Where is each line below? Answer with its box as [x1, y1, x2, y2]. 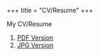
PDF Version [16, 33, 54, 42]
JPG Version [16, 41, 54, 49]
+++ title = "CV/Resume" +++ [6, 6, 94, 14]
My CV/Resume [6, 20, 52, 28]
